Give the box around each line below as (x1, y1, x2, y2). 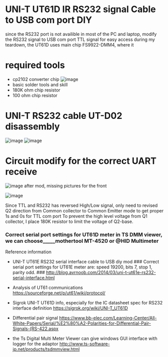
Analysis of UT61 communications (12, 285, 83, 291)
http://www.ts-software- (59, 341, 110, 347)
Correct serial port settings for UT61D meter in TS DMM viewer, (5, 231, 162, 238)
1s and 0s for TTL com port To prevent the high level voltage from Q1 (5, 213, 147, 219)
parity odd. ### (12, 270, 45, 276)
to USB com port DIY (5, 14, 92, 26)
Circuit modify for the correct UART (5, 155, 157, 166)
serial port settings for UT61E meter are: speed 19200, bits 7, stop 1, (12, 264, 152, 270)
